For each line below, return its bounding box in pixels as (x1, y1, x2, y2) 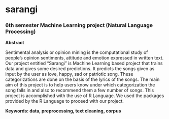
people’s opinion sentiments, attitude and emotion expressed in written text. (5, 55, 164, 61)
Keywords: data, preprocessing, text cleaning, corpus (5, 108, 121, 114)
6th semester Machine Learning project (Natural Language (5, 22, 153, 29)
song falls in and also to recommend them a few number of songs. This (5, 87, 154, 94)
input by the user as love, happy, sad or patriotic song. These (5, 71, 133, 77)
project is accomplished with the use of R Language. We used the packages (5, 93, 164, 99)
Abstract (5, 40, 24, 46)
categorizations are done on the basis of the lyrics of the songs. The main (5, 76, 160, 82)
